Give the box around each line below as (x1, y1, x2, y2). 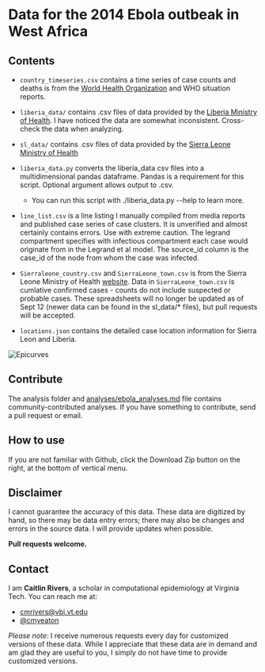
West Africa (8, 22, 89, 40)
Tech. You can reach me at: (8, 592, 97, 601)
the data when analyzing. (41, 125, 124, 133)
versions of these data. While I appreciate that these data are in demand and (8, 639, 257, 649)
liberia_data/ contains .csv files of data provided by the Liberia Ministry (19, 107, 258, 117)
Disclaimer (8, 486, 62, 500)
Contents (8, 54, 55, 67)
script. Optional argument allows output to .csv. (19, 180, 174, 190)
